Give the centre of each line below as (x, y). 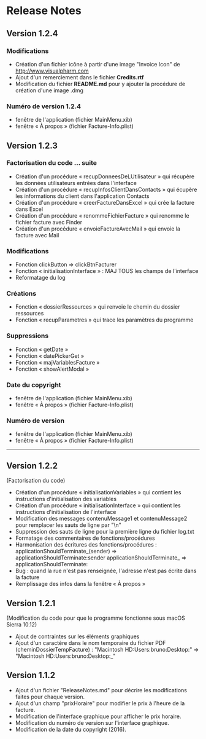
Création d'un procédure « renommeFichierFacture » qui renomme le (102, 215)
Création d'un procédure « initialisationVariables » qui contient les (98, 492)
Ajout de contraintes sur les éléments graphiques (77, 636)
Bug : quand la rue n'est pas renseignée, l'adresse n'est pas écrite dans (106, 571)
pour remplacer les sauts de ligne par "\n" (68, 525)
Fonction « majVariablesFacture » (57, 362)
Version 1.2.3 (32, 145)
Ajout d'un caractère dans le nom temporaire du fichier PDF (90, 642)
